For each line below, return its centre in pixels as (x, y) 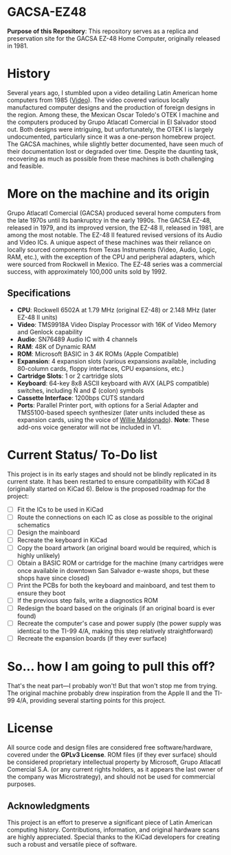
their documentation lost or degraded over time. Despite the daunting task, (113, 151)
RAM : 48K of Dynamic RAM (56, 346)
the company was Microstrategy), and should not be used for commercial (111, 777)
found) (26, 616)
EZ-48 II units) (37, 317)
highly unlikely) (38, 555)
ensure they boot (41, 593)
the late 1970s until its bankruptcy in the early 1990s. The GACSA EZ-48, (109, 220)
